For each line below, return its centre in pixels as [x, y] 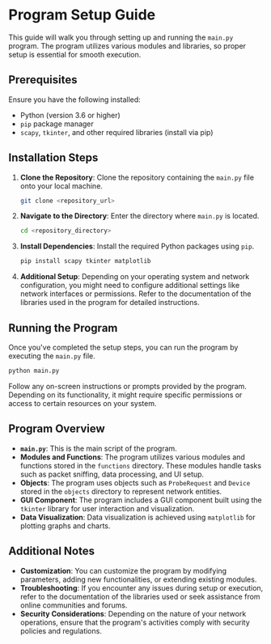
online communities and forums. [74, 605]
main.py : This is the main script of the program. [99, 448]
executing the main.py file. [52, 356]
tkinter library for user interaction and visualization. [107, 508]
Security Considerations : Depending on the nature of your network [133, 613]
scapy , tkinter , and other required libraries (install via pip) [116, 132]
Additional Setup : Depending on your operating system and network [135, 277]
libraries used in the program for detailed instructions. [110, 303]
